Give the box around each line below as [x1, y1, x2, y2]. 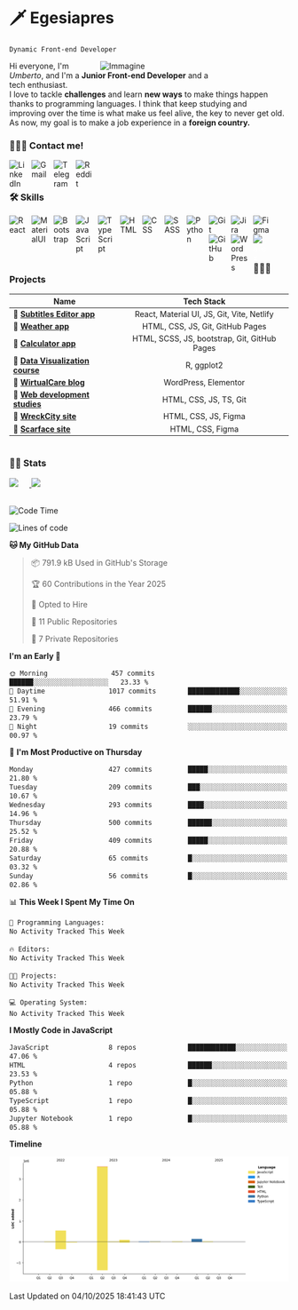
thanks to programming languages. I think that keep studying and [9, 98, 247, 108]
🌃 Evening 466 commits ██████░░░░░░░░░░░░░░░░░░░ [9, 704, 288, 713]
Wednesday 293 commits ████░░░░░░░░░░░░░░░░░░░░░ [9, 800, 288, 809]
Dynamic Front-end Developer [9, 44, 117, 54]
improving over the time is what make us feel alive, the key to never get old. [9, 107, 286, 118]
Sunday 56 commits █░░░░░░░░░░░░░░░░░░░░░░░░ [9, 871, 288, 880]
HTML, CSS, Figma [169, 424, 239, 434]
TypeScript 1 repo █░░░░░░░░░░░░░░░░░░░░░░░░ [9, 1096, 288, 1105]
